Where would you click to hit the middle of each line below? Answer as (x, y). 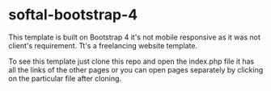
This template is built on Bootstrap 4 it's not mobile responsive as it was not (135, 37)
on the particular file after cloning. (65, 78)
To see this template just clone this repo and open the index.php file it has (131, 61)
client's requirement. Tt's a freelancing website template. (103, 45)
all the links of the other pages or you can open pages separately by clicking (136, 69)
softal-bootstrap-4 (73, 15)
